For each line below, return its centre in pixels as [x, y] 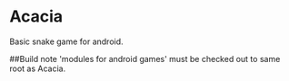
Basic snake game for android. [67, 41]
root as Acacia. [38, 68]
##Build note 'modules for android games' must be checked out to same [145, 58]
